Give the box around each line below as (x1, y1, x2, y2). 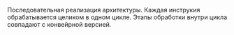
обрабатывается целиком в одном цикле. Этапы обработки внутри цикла (7, 13, 228, 21)
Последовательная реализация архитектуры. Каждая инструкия (7, 6, 200, 14)
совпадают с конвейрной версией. (7, 21, 112, 28)
